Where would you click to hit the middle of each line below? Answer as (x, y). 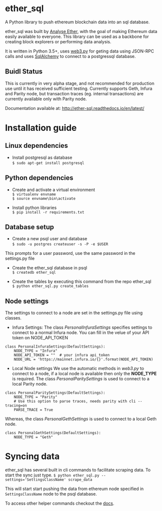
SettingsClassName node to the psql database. (51, 494)
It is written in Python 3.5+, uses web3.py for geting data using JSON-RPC (80, 51)
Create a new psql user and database (50, 239)
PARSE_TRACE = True (34, 410)
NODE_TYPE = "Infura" (36, 351)
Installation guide (41, 128)
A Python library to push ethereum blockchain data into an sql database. (77, 22)
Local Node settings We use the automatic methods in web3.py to (78, 369)
